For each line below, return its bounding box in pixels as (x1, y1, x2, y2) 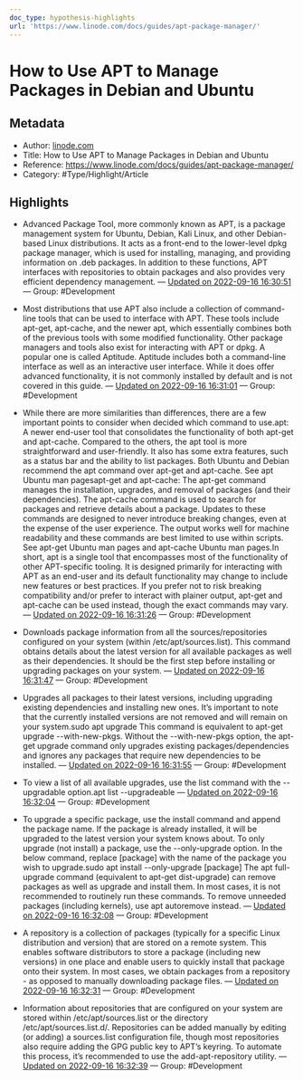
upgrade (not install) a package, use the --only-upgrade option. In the (22, 843, 283, 854)
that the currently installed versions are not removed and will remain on (22, 712, 288, 723)
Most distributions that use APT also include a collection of (22, 304, 242, 315)
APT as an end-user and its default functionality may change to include (22, 571, 289, 582)
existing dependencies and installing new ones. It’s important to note (22, 702, 279, 713)
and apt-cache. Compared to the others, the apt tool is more (22, 436, 248, 448)
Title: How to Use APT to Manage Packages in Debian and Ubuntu (22, 149, 269, 160)
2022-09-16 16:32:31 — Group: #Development (22, 985, 195, 996)
